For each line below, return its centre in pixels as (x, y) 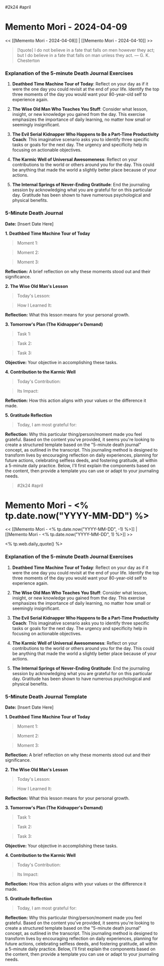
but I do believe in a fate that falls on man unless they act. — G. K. (83, 55)
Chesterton (28, 60)
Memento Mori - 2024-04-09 (66, 27)
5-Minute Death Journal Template (46, 696)
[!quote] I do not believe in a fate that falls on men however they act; (86, 50)
